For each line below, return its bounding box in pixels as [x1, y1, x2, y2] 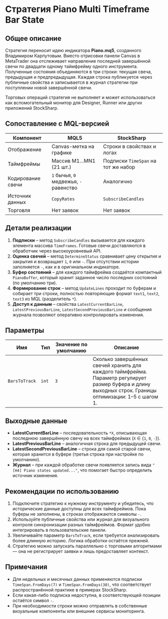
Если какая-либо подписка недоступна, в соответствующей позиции [12, 592, 161, 598]
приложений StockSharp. [5, 105, 58, 111]
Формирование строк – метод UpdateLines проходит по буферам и [12, 285, 156, 291]
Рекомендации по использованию [5, 487, 119, 496]
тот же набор [103, 163, 135, 170]
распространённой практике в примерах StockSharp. [12, 586, 127, 592]
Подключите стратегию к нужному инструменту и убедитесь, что [12, 500, 154, 507]
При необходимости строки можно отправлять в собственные [12, 602, 147, 608]
